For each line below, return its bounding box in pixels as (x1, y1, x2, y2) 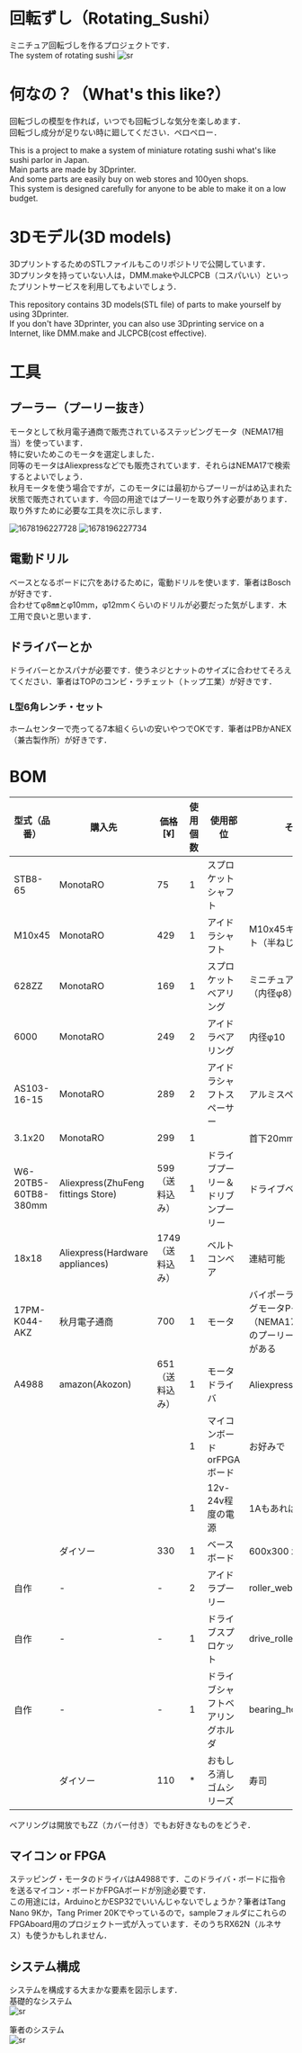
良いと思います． (32, 610, 96, 621)
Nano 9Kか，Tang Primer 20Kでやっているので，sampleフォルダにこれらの (9, 1907, 288, 1918)
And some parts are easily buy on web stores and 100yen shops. (9, 173, 249, 185)
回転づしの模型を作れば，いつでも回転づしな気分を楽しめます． (9, 115, 245, 126)
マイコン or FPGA (9, 1849, 107, 1864)
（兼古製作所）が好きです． (9, 734, 112, 745)
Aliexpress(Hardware (58, 1246, 148, 1258)
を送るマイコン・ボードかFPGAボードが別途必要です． (9, 1885, 211, 1895)
